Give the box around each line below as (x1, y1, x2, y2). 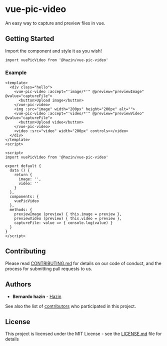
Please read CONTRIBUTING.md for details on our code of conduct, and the (5, 260, 161, 266)
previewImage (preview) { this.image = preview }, (14, 211, 122, 217)
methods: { (9, 207, 32, 212)
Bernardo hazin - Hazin (12, 293, 61, 299)
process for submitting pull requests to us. (5, 265, 92, 271)
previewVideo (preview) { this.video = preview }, (14, 216, 122, 221)
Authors (5, 280, 31, 288)
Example (5, 69, 27, 76)
